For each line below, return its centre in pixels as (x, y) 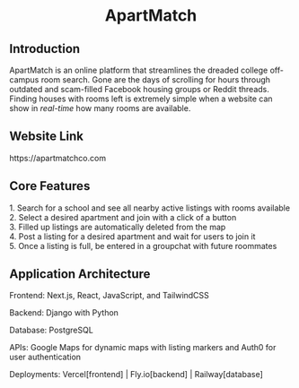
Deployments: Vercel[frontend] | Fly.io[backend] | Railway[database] (136, 375)
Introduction (45, 49)
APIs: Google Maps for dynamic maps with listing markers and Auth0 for (143, 348)
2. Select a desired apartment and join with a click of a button (123, 217)
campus (24, 80)
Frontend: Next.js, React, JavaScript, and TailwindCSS (109, 296)
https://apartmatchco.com (57, 158)
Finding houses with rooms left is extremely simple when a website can (141, 99)
